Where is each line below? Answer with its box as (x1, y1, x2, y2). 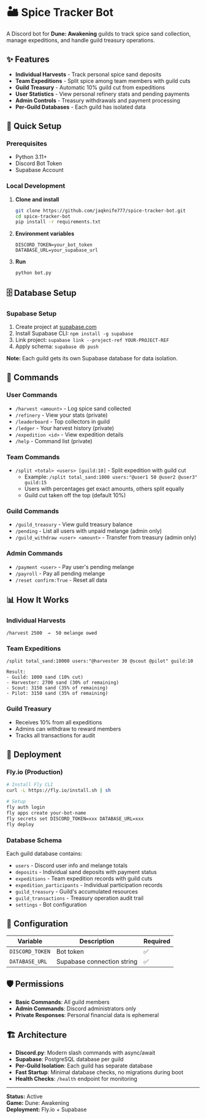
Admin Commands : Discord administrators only (15, 1005, 137, 1012)
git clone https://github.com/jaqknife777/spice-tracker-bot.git (15, 207, 186, 214)
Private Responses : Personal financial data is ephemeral (15, 1011, 159, 1018)
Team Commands (6, 452, 60, 461)
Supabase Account (15, 166, 64, 174)
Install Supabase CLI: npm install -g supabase (15, 330, 134, 337)
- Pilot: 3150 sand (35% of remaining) (6, 691, 109, 697)
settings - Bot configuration (15, 900, 87, 908)
